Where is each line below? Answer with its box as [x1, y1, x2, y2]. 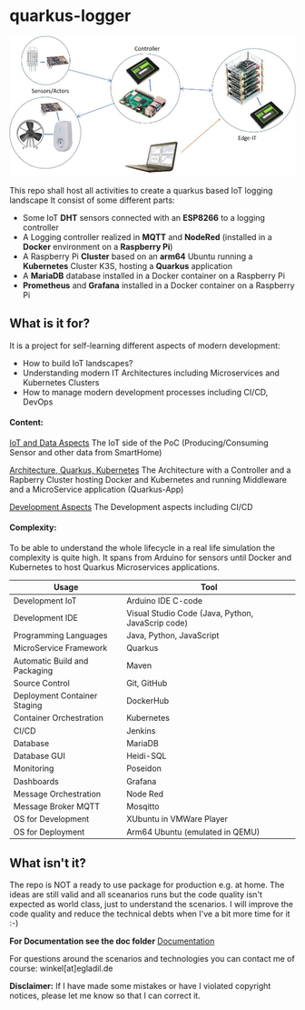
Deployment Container [13, 690, 98, 701]
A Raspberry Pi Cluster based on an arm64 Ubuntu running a [22, 251, 253, 262]
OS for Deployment [13, 826, 85, 837]
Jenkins [126, 725, 156, 736]
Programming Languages [13, 630, 108, 641]
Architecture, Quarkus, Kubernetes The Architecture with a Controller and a [9, 465, 291, 475]
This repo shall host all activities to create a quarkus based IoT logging [9, 185, 273, 195]
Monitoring [13, 763, 54, 774]
